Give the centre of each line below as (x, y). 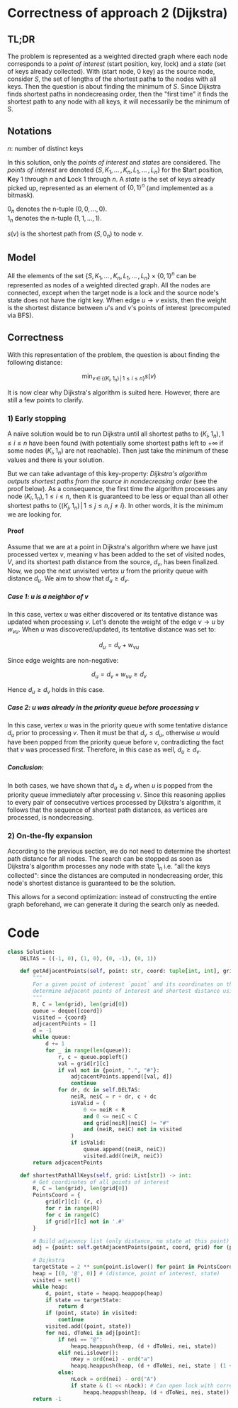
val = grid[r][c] (84, 1063)
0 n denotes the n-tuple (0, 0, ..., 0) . (57, 210)
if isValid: (88, 1143)
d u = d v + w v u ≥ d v (119, 675)
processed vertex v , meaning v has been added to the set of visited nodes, (117, 554)
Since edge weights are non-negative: (63, 660)
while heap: (51, 1287)
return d (70, 1307)
